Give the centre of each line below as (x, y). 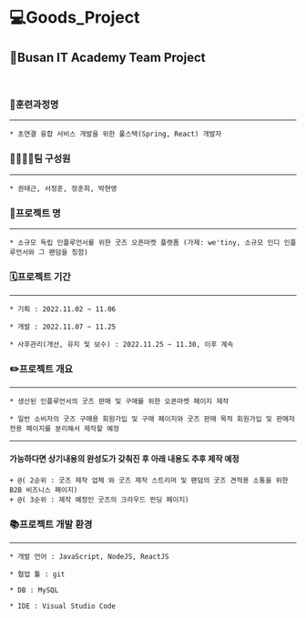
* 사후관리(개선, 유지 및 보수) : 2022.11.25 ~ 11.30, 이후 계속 (122, 345)
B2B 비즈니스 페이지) (44, 490)
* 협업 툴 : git (37, 574)
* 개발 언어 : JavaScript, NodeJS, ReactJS (89, 556)
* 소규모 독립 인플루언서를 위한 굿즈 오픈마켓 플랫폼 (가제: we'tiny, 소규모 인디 (145, 242)
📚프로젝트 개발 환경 (51, 524)
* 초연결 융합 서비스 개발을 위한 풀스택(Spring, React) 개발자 (116, 134)
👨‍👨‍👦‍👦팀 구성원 (40, 158)
